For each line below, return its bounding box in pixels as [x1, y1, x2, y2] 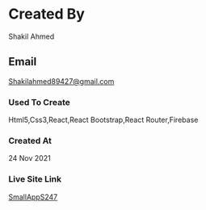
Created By [8, 5, 85, 23]
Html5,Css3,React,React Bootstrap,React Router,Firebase [8, 115, 199, 125]
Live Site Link [8, 174, 62, 185]
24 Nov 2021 [8, 153, 51, 163]
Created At [8, 135, 53, 146]
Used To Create [8, 96, 70, 107]
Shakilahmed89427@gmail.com [8, 76, 115, 86]
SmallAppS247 [8, 191, 58, 202]
